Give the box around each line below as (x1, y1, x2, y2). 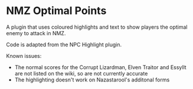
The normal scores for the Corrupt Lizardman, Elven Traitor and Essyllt (14, 63, 187, 71)
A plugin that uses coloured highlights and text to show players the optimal (6, 23, 188, 30)
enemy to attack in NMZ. (6, 29, 66, 36)
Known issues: (6, 52, 42, 59)
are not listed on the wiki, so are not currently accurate (14, 70, 148, 77)
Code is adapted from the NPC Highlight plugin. (6, 41, 122, 48)
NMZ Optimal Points (6, 4, 107, 18)
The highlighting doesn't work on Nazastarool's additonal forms (14, 76, 170, 83)
